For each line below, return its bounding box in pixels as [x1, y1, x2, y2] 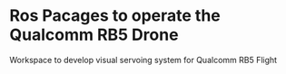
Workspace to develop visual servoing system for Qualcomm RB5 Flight [9, 54, 278, 65]
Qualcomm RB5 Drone [9, 24, 179, 45]
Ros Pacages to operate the [9, 5, 221, 26]
